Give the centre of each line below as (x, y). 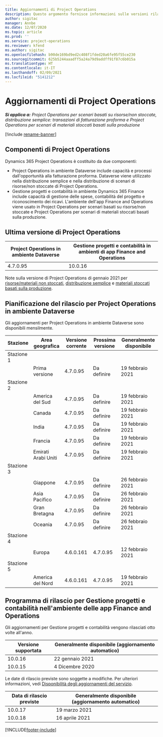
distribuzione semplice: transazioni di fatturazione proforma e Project (75, 120)
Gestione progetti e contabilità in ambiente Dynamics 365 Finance (78, 191)
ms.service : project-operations (38, 41)
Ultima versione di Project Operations (63, 232)
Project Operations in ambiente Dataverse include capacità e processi (82, 171)
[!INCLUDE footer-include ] (31, 730)
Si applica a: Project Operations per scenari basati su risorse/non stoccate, (81, 114)
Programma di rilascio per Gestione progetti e (75, 601)
